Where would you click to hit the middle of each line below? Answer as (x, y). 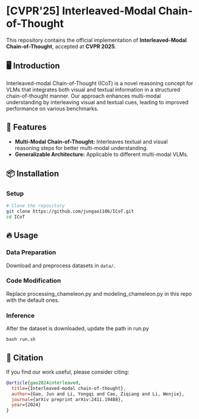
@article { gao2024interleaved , (44, 383)
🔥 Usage (22, 235)
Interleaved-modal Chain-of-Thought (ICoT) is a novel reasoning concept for (100, 83)
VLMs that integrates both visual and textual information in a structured (93, 89)
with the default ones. (33, 300)
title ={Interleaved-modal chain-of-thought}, (69, 388)
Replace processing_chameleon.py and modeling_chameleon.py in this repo (99, 293)
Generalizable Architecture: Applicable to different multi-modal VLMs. (102, 154)
